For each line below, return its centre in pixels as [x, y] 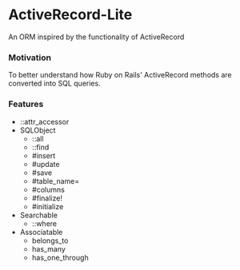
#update [46, 164]
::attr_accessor [44, 121]
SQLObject [38, 130]
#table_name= [56, 181]
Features [26, 104]
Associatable [41, 232]
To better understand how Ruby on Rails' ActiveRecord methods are [120, 75]
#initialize [48, 206]
